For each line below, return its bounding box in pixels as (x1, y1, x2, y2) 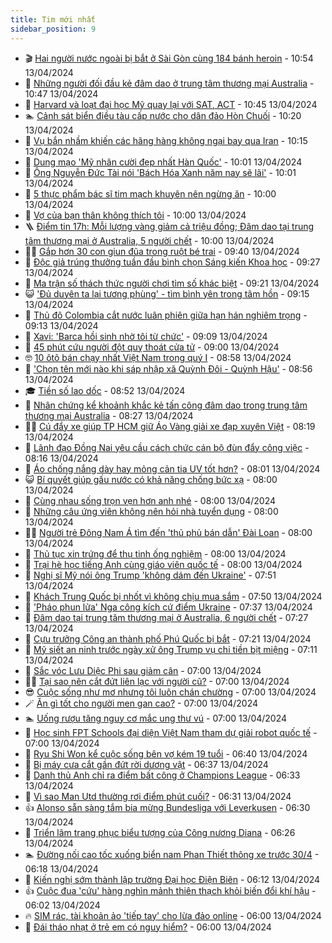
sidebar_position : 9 (10, 24, 97, 34)
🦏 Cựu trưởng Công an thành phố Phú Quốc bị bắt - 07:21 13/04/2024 (24, 632, 312, 645)
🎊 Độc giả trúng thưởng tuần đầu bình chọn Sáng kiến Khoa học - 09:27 (24, 256, 321, 268)
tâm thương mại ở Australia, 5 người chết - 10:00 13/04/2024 (24, 234, 275, 246)
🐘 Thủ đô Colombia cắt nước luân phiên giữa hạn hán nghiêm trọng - (24, 309, 308, 321)
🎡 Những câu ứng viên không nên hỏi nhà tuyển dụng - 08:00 (24, 505, 279, 517)
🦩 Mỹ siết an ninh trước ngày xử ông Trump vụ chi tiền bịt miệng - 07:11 (24, 643, 318, 655)
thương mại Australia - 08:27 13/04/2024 (24, 409, 194, 421)
